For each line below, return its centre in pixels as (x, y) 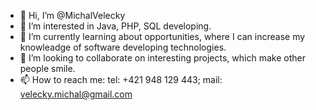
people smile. (47, 68)
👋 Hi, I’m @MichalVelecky (72, 15)
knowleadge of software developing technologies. (123, 47)
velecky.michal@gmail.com (76, 94)
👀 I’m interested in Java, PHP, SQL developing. (115, 26)
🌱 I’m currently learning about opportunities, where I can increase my (162, 36)
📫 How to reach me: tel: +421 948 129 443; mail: (121, 79)
